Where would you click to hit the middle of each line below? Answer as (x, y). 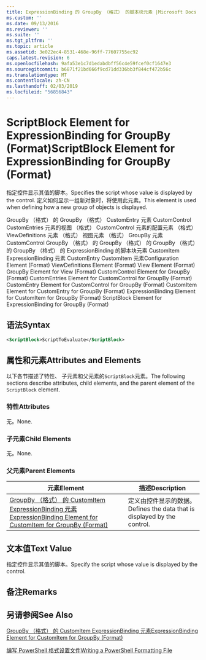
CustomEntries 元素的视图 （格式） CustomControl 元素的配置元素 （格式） (101, 227)
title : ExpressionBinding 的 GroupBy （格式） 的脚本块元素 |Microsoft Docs (101, 12)
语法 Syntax (28, 325)
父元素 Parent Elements (41, 471)
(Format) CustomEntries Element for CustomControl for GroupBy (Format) (99, 278)
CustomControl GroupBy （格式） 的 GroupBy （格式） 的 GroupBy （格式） (102, 243)
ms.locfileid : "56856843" (39, 92)
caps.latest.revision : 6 (38, 58)
